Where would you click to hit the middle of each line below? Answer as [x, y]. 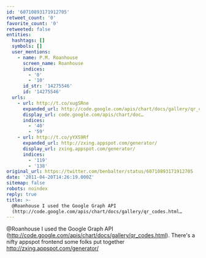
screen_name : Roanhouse [53, 63]
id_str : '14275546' [47, 86]
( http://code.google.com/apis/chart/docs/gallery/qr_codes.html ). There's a [101, 235]
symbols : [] [27, 47]
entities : [19, 35]
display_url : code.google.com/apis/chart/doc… [83, 115]
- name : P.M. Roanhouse [48, 58]
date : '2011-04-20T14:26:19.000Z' [51, 177]
